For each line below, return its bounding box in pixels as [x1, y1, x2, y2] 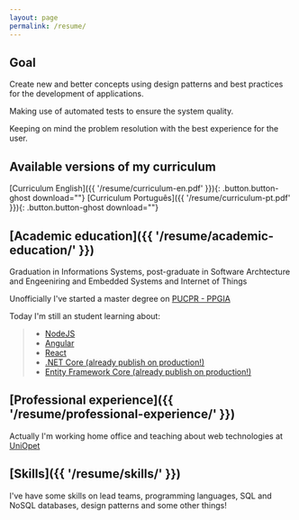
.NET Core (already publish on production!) [44, 357, 205, 368]
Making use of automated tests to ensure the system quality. [9, 105, 234, 117]
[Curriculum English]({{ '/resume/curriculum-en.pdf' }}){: [9, 183, 221, 194]
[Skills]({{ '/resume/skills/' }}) [9, 466, 182, 482]
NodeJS [44, 328, 76, 339]
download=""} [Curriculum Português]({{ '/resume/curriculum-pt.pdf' [32, 193, 291, 204]
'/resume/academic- [155, 228, 275, 243]
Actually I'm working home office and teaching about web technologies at [9, 430, 284, 442]
